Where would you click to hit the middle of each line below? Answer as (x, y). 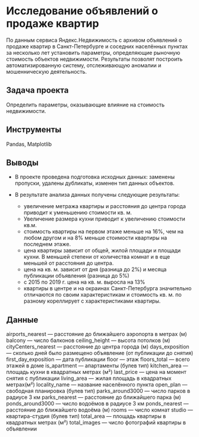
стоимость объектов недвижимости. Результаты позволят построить (94, 59)
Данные (22, 320)
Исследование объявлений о (82, 11)
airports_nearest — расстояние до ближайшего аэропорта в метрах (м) (97, 334)
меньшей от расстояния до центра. (69, 263)
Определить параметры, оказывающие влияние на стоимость (86, 105)
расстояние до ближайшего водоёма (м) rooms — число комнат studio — (99, 410)
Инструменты (34, 130)
